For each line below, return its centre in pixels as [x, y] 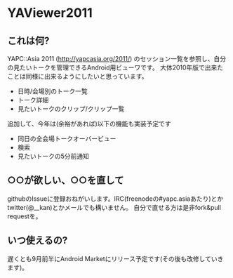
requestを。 [25, 216]
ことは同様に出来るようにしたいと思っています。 [78, 76]
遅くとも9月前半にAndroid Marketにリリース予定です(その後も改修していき [115, 258]
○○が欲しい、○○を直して [66, 180]
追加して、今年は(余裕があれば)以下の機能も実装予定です [89, 124]
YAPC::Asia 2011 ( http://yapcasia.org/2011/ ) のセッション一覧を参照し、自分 [117, 59]
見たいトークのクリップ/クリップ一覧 [71, 109]
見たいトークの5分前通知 [53, 156]
